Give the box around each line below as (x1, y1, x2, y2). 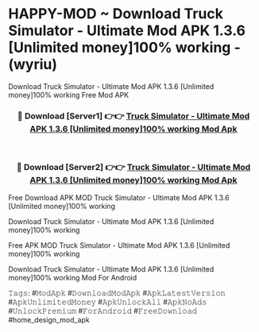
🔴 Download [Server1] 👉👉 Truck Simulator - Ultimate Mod (17, 110, 250, 122)
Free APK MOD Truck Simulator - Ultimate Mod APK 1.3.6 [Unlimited (8, 240, 230, 250)
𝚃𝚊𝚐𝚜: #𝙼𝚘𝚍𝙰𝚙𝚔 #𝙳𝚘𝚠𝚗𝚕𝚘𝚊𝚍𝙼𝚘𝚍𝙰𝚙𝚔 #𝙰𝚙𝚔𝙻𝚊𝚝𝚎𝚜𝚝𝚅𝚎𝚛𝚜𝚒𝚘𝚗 (8, 288, 226, 298)
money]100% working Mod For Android (8, 272, 137, 282)
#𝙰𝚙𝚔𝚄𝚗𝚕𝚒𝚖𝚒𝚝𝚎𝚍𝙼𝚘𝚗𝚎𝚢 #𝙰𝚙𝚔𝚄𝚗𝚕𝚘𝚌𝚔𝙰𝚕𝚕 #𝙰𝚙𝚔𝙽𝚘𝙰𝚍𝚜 (8, 297, 207, 307)
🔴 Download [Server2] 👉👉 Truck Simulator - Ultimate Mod (16, 162, 251, 173)
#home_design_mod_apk (8, 315, 90, 324)
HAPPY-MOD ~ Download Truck (8, 5, 224, 23)
